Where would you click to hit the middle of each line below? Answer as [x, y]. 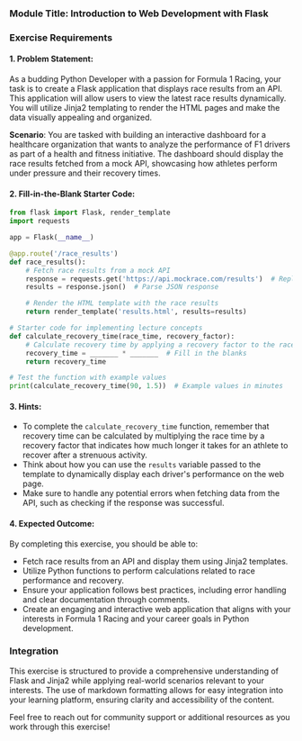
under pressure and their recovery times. [85, 173]
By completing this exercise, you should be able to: [104, 544]
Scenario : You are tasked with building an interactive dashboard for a [138, 135]
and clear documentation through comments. [106, 599]
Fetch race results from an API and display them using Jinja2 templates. [155, 561]
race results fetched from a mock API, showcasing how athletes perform [143, 164]
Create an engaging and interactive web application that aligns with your [156, 609]
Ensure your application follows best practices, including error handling [154, 590]
